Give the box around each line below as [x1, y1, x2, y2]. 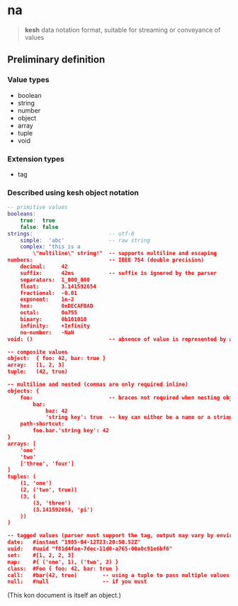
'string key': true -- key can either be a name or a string [45, 414, 233, 421]
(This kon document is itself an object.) [7, 591, 122, 600]
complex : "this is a [20, 243, 81, 250]
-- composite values [7, 348, 69, 356]
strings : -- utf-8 [7, 230, 135, 237]
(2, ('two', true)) [20, 486, 78, 494]
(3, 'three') [33, 499, 72, 507]
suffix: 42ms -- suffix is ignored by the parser [20, 269, 217, 276]
